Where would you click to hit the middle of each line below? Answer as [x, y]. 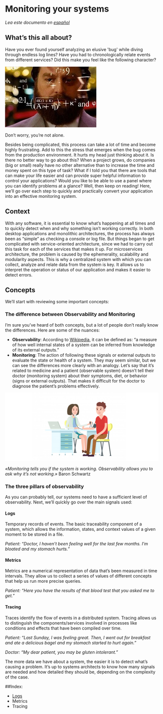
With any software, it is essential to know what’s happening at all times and [80, 223]
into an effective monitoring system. [41, 196]
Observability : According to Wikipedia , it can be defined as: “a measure [84, 339]
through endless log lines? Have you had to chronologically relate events [78, 54]
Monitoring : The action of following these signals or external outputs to [84, 355]
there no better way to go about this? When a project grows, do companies [80, 160]
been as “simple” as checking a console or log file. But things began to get [80, 239]
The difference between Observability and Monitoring [70, 314]
